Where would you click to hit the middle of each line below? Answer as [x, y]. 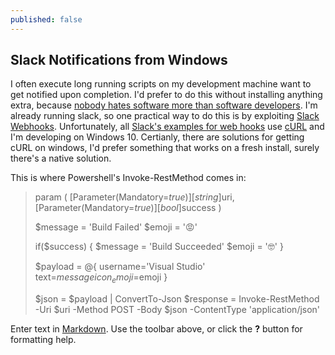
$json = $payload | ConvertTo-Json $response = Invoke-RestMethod [177, 299]
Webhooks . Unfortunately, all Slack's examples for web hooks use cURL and [167, 127]
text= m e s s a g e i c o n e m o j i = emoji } [101, 278]
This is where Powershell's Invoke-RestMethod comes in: [128, 178]
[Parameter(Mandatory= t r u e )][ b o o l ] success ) [128, 208]
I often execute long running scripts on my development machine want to [161, 84]
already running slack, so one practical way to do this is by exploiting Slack [165, 116]
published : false [46, 19]
